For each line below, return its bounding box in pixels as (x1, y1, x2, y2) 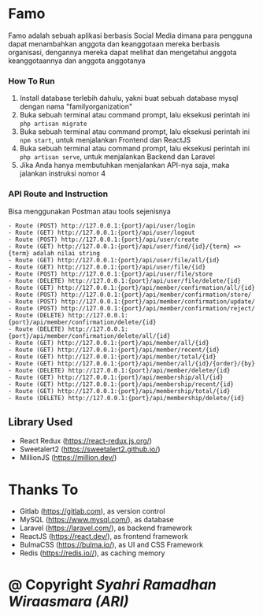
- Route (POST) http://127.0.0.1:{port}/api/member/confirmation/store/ (8, 291, 252, 299)
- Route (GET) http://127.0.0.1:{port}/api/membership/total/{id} (8, 387, 231, 395)
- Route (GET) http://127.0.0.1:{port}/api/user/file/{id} (8, 263, 206, 271)
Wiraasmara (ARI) (8, 592, 129, 610)
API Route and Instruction (8, 188, 109, 199)
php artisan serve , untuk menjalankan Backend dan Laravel (19, 152, 215, 161)
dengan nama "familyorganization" (19, 102, 133, 111)
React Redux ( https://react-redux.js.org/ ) (19, 436, 152, 446)
